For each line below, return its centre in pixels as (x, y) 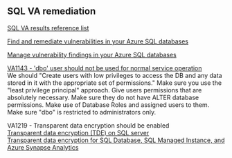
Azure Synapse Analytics (43, 147)
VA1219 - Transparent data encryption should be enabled (88, 125)
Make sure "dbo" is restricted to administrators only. (82, 112)
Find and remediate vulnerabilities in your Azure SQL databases (98, 41)
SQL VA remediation (52, 11)
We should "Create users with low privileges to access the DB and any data (115, 75)
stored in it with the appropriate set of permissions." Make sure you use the (115, 83)
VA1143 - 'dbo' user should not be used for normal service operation (105, 68)
